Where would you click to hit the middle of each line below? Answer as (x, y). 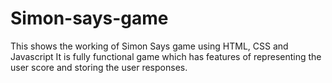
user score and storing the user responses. (99, 67)
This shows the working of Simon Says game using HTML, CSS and (149, 46)
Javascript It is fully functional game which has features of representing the (166, 56)
